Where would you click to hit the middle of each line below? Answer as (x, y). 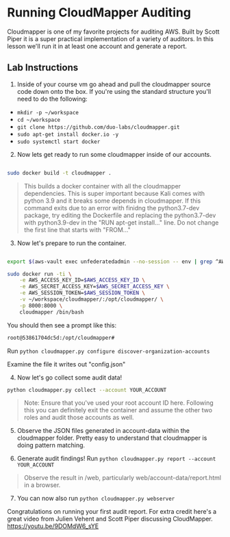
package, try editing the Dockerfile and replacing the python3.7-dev (120, 215)
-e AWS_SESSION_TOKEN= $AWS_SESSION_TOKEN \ (82, 293)
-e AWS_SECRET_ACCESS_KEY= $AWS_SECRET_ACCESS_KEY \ (94, 287)
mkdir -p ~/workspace (48, 112)
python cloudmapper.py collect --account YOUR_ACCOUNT (87, 390)
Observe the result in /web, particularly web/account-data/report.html (122, 478)
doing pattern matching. (51, 445)
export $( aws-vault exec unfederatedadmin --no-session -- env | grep (110, 262)
